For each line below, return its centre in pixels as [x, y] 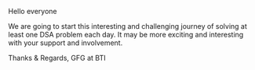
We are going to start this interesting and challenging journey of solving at [127, 26]
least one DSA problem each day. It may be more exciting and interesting [126, 35]
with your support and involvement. [66, 43]
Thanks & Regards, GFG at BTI [57, 58]
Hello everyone [33, 11]
